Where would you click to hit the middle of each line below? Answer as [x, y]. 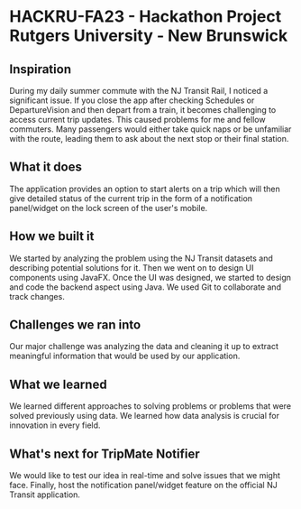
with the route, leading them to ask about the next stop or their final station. [149, 139]
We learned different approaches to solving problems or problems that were [150, 406]
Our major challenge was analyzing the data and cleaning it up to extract [144, 347]
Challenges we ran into [75, 325]
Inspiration [41, 69]
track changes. [37, 296]
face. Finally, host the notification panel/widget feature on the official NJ [143, 486]
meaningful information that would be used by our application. [125, 356]
